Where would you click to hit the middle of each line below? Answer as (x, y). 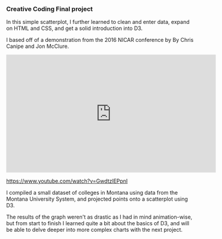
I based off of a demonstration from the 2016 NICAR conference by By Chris (100, 40)
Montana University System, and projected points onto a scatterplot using (97, 199)
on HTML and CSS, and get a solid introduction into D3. (74, 28)
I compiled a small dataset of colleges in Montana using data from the (92, 193)
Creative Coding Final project (50, 9)
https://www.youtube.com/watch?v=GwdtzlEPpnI (67, 181)
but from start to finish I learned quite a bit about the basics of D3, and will (98, 223)
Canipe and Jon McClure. (38, 46)
